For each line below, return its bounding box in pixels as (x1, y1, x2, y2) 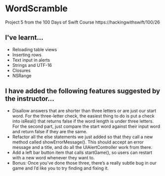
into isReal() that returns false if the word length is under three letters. (12, 118, 154, 124)
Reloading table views (12, 46, 57, 52)
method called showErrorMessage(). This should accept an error (12, 139, 144, 145)
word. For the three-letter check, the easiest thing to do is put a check (12, 113, 155, 118)
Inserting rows (12, 52, 42, 58)
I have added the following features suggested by (5, 87, 160, 95)
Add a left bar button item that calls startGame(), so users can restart (12, 149, 153, 155)
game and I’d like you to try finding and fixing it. (12, 165, 109, 171)
